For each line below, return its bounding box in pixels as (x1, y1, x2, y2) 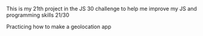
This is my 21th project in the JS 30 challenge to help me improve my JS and (6, 5, 197, 12)
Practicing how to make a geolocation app (6, 23, 111, 30)
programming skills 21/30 (6, 11, 70, 19)
